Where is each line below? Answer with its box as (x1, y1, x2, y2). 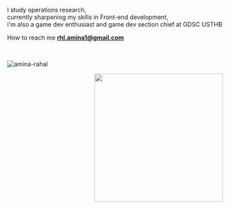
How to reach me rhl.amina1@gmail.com (7, 33, 125, 42)
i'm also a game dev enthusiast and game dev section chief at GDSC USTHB (7, 20, 222, 28)
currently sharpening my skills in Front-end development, (7, 13, 169, 21)
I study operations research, (7, 6, 87, 14)
